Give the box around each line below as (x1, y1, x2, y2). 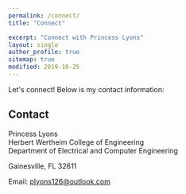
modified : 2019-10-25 (8, 63, 80, 72)
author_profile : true (8, 48, 80, 56)
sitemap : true (8, 56, 56, 64)
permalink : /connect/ (8, 11, 80, 20)
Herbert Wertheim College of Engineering (8, 137, 145, 147)
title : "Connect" (8, 19, 66, 27)
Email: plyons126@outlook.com (8, 177, 111, 186)
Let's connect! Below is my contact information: (8, 84, 165, 94)
